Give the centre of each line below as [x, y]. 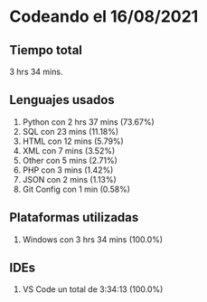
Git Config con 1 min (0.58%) [76, 189]
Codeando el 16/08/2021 [104, 17]
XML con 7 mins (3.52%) [69, 150]
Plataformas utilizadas [74, 217]
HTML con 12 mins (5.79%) [73, 141]
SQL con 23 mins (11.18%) [71, 131]
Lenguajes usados [62, 100]
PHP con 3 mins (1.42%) [68, 170]
